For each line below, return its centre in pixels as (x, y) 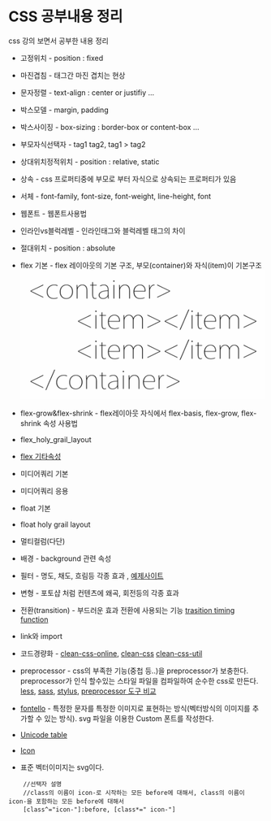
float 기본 (35, 508)
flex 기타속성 (41, 456)
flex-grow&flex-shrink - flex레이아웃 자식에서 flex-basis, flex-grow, (129, 413)
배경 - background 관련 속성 (66, 558)
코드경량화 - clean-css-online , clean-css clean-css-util (111, 653)
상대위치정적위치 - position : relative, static (90, 161)
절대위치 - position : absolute (68, 248)
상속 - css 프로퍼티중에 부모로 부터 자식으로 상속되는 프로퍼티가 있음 (128, 179)
